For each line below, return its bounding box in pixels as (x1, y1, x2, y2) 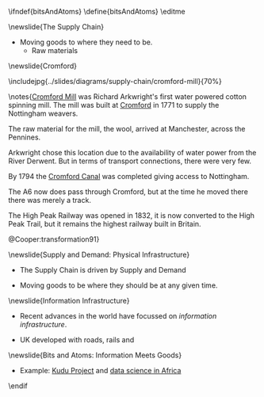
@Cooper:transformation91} (8, 235, 100, 244)
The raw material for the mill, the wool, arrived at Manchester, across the (8, 124, 246, 133)
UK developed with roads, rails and (19, 335, 135, 344)
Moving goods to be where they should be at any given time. (19, 281, 218, 290)
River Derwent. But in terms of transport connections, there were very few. (8, 156, 252, 166)
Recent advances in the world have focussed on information (19, 311, 217, 320)
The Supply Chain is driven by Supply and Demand (19, 265, 186, 274)
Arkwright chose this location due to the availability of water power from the (8, 148, 257, 157)
